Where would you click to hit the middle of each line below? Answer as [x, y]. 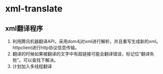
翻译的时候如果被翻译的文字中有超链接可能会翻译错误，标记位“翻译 [81, 54]
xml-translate [34, 9]
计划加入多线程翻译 [32, 66]
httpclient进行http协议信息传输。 [46, 47]
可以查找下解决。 [41, 60]
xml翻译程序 [24, 28]
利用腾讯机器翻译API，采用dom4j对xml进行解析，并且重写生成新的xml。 [86, 41]
